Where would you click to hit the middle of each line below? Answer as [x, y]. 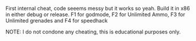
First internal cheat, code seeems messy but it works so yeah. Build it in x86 [98, 8]
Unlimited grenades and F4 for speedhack [57, 20]
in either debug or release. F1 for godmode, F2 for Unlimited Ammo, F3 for [95, 14]
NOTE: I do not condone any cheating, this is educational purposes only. [93, 32]
